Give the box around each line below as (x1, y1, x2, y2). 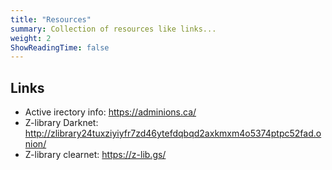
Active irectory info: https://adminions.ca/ (24, 106, 197, 118)
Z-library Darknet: (24, 117, 99, 129)
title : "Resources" (10, 14, 92, 25)
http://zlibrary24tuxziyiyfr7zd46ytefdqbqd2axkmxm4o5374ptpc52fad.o (24, 127, 322, 140)
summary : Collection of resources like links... (10, 24, 217, 34)
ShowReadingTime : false (10, 42, 110, 53)
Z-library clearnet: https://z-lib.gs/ (24, 149, 167, 161)
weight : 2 (10, 33, 52, 43)
